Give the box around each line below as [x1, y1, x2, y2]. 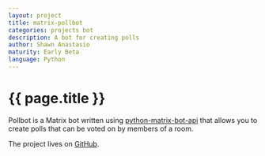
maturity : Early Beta [8, 48, 80, 56]
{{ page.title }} [8, 90, 106, 107]
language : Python [8, 56, 66, 64]
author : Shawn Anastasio [8, 41, 90, 49]
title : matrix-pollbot [8, 19, 83, 27]
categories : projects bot [8, 26, 93, 34]
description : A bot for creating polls [8, 33, 140, 42]
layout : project [8, 11, 62, 20]
